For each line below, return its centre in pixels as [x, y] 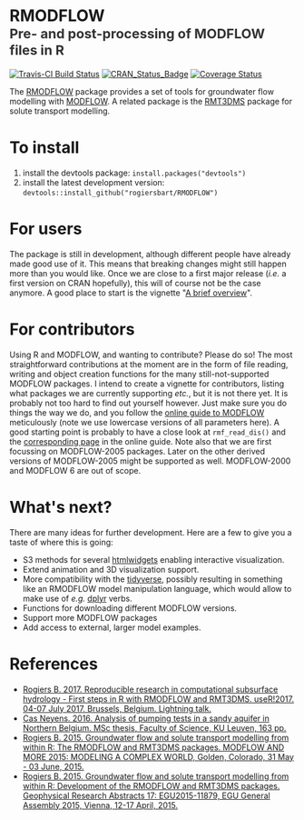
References [54, 664]
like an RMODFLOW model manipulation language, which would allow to [157, 588]
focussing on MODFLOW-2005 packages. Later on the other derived [137, 451]
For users [46, 229]
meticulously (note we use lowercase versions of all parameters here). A [144, 422]
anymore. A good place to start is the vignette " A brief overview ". [131, 293]
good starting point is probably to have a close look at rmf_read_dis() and [147, 432]
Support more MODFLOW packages [90, 617]
